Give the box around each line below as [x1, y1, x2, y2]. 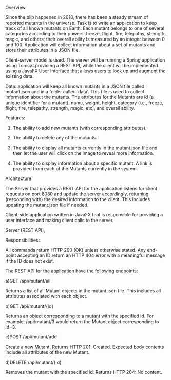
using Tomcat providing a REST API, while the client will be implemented [5, 63, 158, 68]
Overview [5, 5, 26, 10]
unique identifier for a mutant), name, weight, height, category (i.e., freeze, [5, 99, 163, 106]
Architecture [5, 175, 32, 182]
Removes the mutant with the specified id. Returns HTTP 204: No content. [5, 369, 163, 375]
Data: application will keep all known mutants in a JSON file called [5, 83, 145, 89]
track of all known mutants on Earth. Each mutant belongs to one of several [5, 25, 165, 31]
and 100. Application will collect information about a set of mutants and [5, 42, 156, 48]
